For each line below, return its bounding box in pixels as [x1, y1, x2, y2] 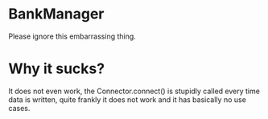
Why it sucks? [8, 59, 105, 78]
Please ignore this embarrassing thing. [8, 31, 137, 41]
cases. [8, 103, 31, 113]
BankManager [8, 5, 105, 23]
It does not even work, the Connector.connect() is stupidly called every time [8, 86, 260, 96]
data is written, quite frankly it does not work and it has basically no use [8, 94, 247, 105]
